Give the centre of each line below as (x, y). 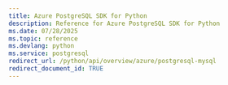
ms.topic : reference (44, 38)
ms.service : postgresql (49, 53)
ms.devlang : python (42, 46)
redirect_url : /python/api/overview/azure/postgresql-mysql (113, 62)
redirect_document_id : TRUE (56, 69)
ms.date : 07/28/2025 (44, 31)
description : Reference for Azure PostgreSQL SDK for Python (114, 23)
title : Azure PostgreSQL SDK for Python (78, 16)
